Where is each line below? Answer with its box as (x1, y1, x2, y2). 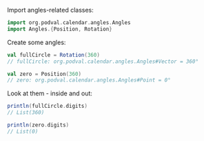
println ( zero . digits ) (7, 122, 70, 129)
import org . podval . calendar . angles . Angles (7, 19, 131, 26)
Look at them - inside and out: (7, 89, 93, 97)
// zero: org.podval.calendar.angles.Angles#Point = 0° (7, 77, 171, 84)
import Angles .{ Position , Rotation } (7, 26, 112, 32)
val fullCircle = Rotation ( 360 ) (7, 51, 100, 58)
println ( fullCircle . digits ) (7, 103, 88, 110)
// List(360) (7, 109, 45, 116)
